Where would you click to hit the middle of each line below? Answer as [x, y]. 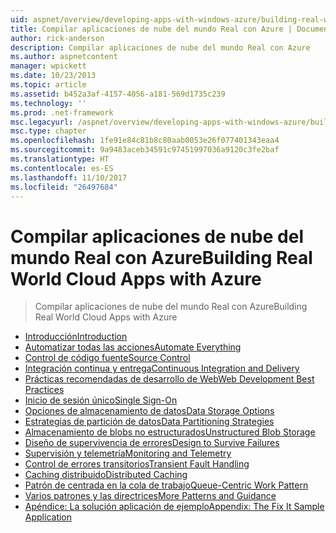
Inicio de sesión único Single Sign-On [101, 400]
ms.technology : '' [48, 103]
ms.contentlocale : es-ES [62, 168]
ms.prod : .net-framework [62, 112]
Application [48, 517]
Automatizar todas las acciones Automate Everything [133, 347]
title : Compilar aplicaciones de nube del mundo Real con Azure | [151, 29]
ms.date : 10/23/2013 [53, 76]
